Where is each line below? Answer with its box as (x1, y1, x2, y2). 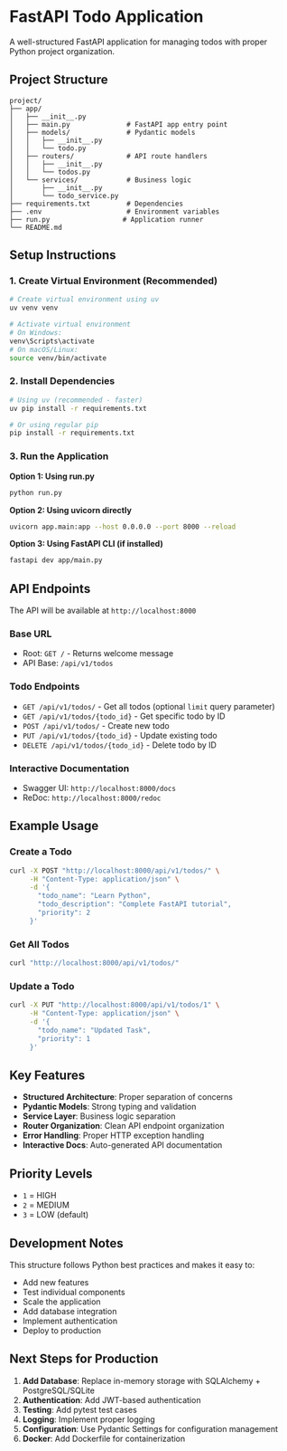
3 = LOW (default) (22, 1209, 89, 1220)
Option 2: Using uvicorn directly (9, 504, 133, 515)
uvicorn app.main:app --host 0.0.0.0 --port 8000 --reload (9, 522, 236, 531)
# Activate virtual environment (9, 320, 131, 329)
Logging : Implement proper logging (22, 1414, 155, 1425)
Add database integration (22, 1305, 117, 1316)
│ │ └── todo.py (9, 143, 88, 153)
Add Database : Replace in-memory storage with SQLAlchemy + (22, 1375, 261, 1386)
